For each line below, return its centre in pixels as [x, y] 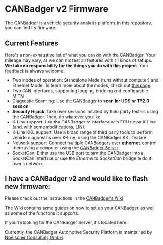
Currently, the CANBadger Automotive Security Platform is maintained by [79, 232]
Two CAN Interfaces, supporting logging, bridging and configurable [80, 90]
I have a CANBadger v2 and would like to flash [77, 179]
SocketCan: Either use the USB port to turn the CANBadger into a [78, 153]
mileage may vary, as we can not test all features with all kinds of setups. [79, 60]
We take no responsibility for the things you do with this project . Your [77, 65]
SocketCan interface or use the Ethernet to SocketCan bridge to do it [82, 158]
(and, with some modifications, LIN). [49, 127]
